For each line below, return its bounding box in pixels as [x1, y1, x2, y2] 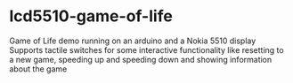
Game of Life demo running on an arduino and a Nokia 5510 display [9, 35, 256, 46]
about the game [9, 64, 68, 74]
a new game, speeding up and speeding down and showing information [9, 54, 273, 64]
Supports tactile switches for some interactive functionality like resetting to [9, 44, 284, 55]
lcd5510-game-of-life [9, 6, 174, 26]
